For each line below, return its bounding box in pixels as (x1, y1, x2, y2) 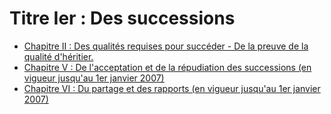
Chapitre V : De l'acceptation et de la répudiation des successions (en (23, 61, 312, 73)
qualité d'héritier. (23, 50, 94, 62)
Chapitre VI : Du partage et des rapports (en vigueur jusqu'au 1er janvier (23, 82, 321, 94)
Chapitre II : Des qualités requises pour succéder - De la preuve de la (23, 40, 309, 52)
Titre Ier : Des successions (9, 7, 236, 30)
